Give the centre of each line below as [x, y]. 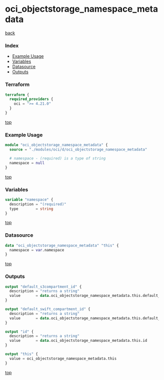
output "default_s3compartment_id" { [43, 287]
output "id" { [20, 332]
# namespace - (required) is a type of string [58, 158]
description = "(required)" [38, 204]
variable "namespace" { [29, 200]
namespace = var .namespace [37, 250]
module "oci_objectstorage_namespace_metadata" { [57, 145]
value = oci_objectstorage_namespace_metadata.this [63, 358]
